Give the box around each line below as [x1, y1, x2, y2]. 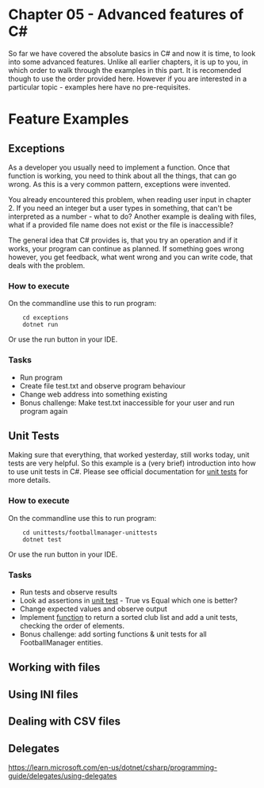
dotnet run [22, 321, 59, 329]
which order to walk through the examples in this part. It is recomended [8, 65, 242, 75]
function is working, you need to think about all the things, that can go [8, 170, 237, 180]
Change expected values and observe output [19, 604, 168, 614]
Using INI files [8, 687, 79, 701]
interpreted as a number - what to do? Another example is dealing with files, [8, 212, 257, 221]
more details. [8, 476, 52, 485]
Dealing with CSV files [8, 715, 121, 729]
